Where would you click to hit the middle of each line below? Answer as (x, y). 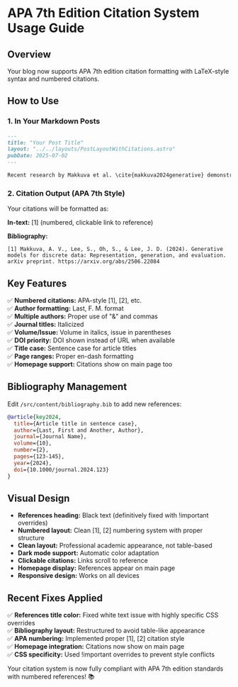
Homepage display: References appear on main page (96, 568)
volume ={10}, (33, 443)
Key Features (37, 283)
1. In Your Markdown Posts (54, 121)
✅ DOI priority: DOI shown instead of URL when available (91, 340)
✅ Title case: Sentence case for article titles (72, 348)
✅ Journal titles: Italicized (46, 325)
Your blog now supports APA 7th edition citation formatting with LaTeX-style (118, 71)
